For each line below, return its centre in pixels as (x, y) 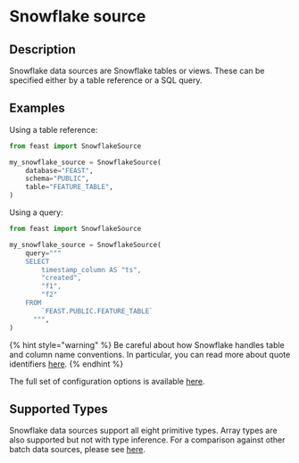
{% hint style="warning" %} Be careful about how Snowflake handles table (147, 344)
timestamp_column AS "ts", (91, 269)
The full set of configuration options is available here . (107, 381)
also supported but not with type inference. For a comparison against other (147, 440)
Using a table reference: (54, 129)
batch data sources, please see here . (77, 450)
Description (42, 50)
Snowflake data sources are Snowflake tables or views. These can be (137, 70)
